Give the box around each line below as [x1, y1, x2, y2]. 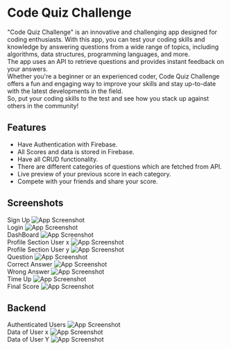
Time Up [7, 274, 32, 283]
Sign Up [7, 215, 31, 224]
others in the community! [7, 101, 79, 110]
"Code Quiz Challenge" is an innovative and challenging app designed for [7, 28, 217, 36]
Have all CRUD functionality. [17, 155, 99, 163]
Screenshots [7, 197, 64, 209]
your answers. [7, 65, 49, 73]
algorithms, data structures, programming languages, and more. [7, 50, 190, 58]
